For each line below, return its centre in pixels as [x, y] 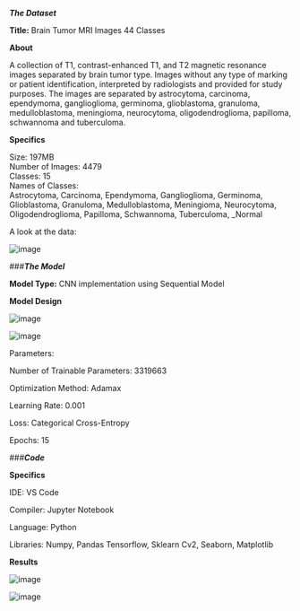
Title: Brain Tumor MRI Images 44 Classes [87, 30]
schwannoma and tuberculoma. [68, 122]
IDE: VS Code [34, 492]
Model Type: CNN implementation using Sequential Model [117, 284]
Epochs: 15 [30, 440]
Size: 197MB [32, 157]
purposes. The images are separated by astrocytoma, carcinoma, [130, 94]
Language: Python [43, 527]
